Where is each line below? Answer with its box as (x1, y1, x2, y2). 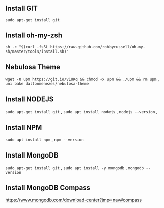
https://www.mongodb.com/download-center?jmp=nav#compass (5, 197, 142, 203)
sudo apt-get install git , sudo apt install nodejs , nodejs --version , (5, 109, 158, 115)
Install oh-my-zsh (5, 31, 63, 40)
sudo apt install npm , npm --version (5, 136, 84, 143)
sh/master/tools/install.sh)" (5, 49, 69, 54)
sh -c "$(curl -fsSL (5, 44, 49, 49)
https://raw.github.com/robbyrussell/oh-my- (50, 44, 145, 49)
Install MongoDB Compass (5, 184, 91, 192)
